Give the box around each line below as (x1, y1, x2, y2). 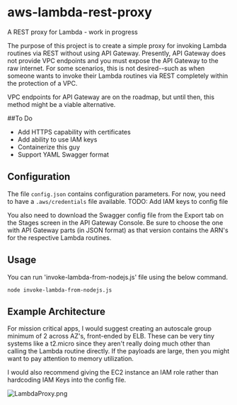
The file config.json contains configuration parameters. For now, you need (7, 189, 226, 198)
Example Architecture (7, 305, 106, 317)
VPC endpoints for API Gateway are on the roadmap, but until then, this (7, 93, 214, 101)
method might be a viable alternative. (7, 100, 116, 108)
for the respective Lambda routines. (7, 233, 112, 241)
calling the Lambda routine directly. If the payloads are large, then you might (7, 347, 230, 355)
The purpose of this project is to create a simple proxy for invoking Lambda (7, 41, 227, 50)
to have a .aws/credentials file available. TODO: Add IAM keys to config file (7, 197, 229, 205)
